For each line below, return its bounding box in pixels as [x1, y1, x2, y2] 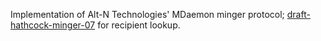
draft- [286, 9, 311, 20]
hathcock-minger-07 [10, 19, 96, 31]
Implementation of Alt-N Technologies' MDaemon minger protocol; [10, 9, 285, 20]
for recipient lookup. [97, 19, 181, 31]
